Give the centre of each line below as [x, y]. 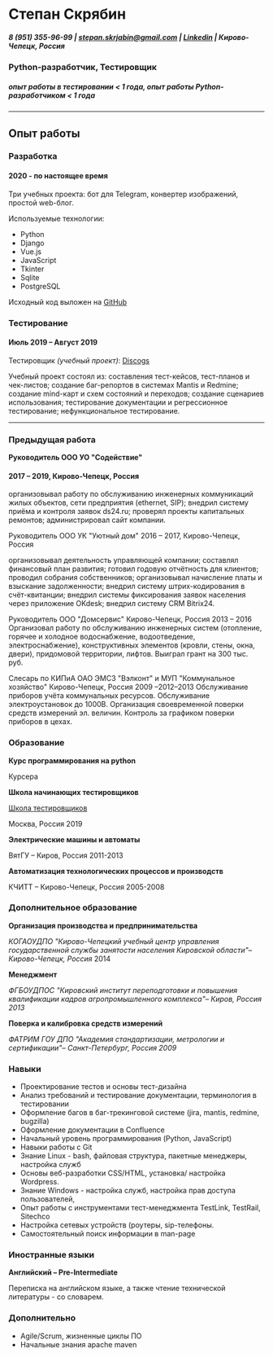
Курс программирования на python [72, 760]
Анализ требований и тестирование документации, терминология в [139, 1096]
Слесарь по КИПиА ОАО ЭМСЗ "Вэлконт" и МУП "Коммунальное [122, 678]
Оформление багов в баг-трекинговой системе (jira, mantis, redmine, [140, 1113]
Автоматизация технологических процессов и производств [116, 871]
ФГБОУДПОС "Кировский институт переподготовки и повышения [123, 990]
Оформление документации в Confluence [92, 1130]
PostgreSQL [40, 286]
